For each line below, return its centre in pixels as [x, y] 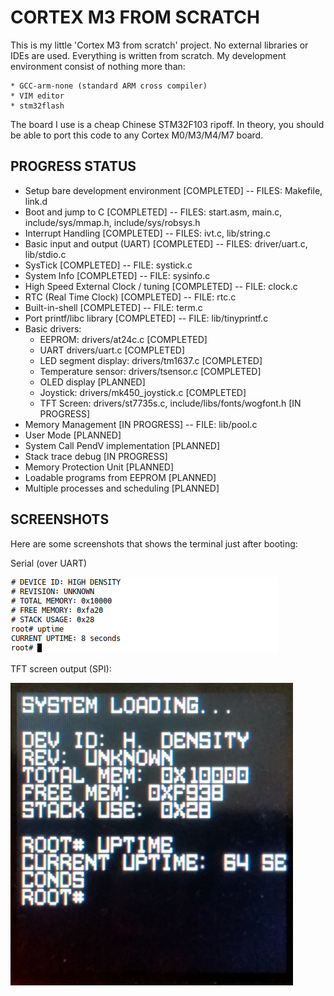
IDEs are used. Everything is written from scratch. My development [148, 55]
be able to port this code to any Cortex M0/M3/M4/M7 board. [137, 135]
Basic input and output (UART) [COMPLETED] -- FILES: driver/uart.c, [166, 243]
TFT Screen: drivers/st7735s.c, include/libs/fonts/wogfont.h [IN [170, 403]
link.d [36, 201]
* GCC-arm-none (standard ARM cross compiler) [109, 86]
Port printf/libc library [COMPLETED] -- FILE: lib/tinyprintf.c [146, 318]
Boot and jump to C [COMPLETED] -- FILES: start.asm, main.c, [153, 212]
